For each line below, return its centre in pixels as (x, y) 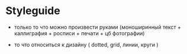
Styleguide (33, 11)
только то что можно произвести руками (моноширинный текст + (98, 27)
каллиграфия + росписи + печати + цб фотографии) (79, 33)
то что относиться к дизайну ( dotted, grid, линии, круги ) (86, 45)
